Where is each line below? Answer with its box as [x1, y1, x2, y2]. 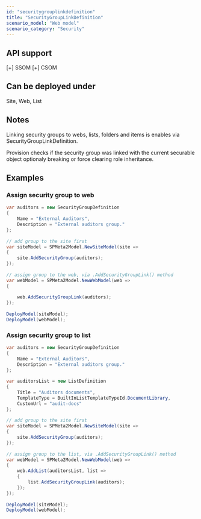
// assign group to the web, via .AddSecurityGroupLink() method [6, 272, 173, 278]
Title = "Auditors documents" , [17, 389, 96, 395]
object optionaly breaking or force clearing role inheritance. [6, 155, 154, 163]
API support [6, 48, 52, 58]
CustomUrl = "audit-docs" [17, 400, 82, 407]
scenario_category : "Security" [6, 25, 85, 32]
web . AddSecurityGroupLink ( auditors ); [17, 294, 112, 300]
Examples [6, 173, 44, 183]
